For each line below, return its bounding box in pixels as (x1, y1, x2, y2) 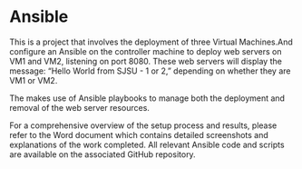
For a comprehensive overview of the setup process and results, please (9, 120, 278, 131)
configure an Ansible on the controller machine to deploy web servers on (9, 45, 282, 56)
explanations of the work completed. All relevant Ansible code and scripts (9, 139, 285, 150)
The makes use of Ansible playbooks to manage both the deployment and (9, 93, 286, 104)
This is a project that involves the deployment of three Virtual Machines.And (9, 36, 293, 47)
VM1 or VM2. (9, 75, 58, 85)
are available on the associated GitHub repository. (9, 148, 197, 160)
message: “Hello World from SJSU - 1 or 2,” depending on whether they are (9, 65, 291, 76)
